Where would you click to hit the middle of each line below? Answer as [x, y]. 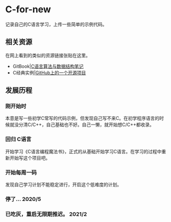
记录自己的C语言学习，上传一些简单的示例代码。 [56, 24]
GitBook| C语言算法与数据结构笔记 [48, 66]
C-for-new [28, 9]
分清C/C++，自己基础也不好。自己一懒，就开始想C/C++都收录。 [87, 125]
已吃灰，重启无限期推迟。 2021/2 [46, 214]
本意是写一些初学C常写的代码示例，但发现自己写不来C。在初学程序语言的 [82, 118]
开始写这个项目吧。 [30, 158]
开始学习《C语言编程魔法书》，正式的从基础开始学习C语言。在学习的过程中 [83, 151]
